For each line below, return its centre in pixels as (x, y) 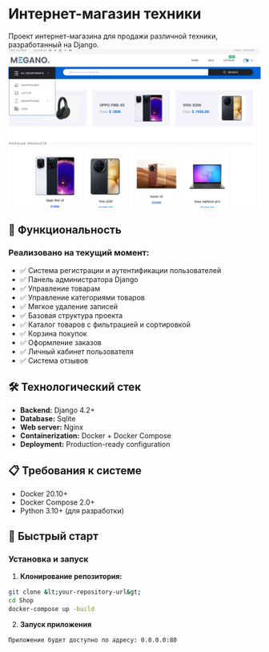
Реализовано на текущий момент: (79, 253)
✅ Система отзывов (54, 360)
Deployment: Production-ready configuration (95, 445)
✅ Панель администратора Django (79, 279)
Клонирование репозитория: (71, 576)
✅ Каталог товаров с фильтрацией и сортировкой (105, 324)
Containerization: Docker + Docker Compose (96, 436)
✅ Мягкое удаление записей (69, 306)
